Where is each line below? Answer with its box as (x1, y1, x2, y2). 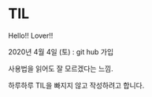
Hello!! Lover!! (8, 31, 54, 40)
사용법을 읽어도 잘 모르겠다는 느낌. (8, 64, 113, 73)
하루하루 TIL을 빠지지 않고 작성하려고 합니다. (8, 80, 145, 90)
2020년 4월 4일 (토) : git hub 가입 (8, 47, 114, 56)
